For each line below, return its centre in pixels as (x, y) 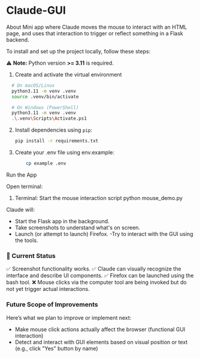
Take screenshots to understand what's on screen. (78, 227)
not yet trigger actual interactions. (48, 289)
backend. (18, 40)
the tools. (26, 240)
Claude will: (21, 210)
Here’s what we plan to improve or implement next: (69, 317)
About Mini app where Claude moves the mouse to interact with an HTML (97, 27)
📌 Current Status (31, 256)
